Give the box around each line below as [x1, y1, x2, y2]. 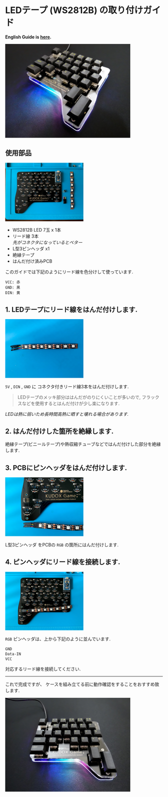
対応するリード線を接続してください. [5, 666, 81, 672]
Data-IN [5, 651, 21, 656]
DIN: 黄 [5, 291, 20, 296]
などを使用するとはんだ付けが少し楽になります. [21, 400, 120, 406]
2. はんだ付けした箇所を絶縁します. [5, 427, 114, 435]
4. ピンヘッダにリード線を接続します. [5, 558, 120, 566]
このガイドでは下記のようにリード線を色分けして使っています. [5, 269, 133, 275]
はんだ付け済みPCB [12, 258, 52, 264]
